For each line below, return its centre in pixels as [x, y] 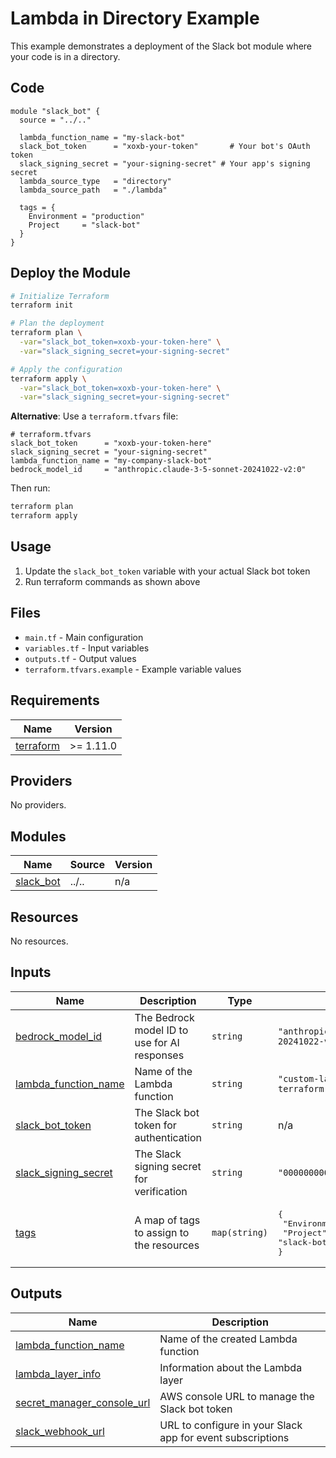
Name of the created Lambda [228, 1339]
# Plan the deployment [57, 323]
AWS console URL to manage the [237, 1396]
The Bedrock [164, 1017]
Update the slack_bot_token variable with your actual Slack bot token [167, 571]
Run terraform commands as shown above [112, 581]
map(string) [239, 1233]
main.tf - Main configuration [84, 637]
